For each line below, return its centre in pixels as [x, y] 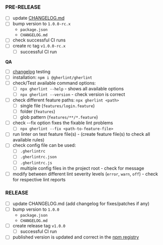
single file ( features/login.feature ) [57, 106]
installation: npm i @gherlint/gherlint [52, 77]
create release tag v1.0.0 [39, 226]
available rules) [28, 140]
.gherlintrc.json [38, 157]
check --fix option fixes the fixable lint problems [63, 123]
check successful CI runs [39, 40]
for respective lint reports [39, 179]
